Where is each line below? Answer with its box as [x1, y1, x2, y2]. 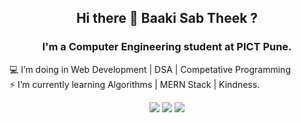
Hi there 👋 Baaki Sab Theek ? [75, 10, 259, 27]
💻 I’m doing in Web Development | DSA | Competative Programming [9, 63, 291, 75]
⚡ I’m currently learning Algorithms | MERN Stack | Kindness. [9, 78, 261, 90]
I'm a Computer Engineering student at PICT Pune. [42, 40, 292, 54]
